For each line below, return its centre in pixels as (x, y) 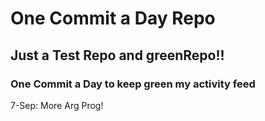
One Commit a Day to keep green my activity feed (133, 84)
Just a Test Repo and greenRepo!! (117, 55)
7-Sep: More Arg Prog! (57, 105)
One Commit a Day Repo (113, 18)
